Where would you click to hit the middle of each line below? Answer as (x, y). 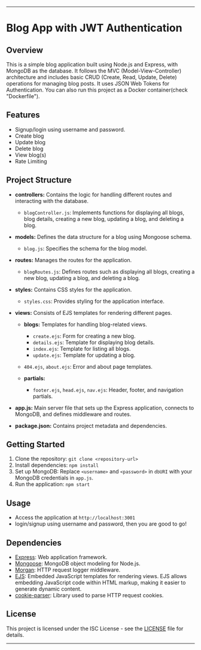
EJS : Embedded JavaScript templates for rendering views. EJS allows (101, 576)
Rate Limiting (31, 161)
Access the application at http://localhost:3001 (75, 518)
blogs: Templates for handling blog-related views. (86, 324)
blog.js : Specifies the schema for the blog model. (86, 248)
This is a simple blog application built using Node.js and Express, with (92, 64)
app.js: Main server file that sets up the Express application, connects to (104, 408)
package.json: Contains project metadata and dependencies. (91, 426)
